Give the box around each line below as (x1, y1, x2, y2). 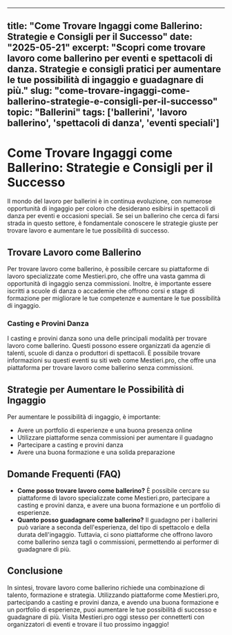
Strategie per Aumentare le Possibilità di (7, 384, 184, 395)
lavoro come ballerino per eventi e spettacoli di (7, 52, 213, 64)
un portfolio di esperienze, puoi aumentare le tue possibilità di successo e (7, 605, 217, 614)
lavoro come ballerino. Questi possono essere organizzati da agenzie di (7, 342, 211, 350)
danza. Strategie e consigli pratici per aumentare (7, 63, 222, 75)
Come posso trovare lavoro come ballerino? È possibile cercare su (17, 487, 209, 495)
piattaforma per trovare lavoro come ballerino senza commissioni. (7, 364, 195, 372)
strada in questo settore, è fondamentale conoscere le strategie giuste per (7, 219, 219, 228)
